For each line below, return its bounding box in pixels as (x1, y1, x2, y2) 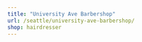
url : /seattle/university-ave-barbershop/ (7, 17, 135, 24)
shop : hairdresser (7, 23, 62, 31)
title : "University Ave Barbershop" (7, 10, 116, 18)
